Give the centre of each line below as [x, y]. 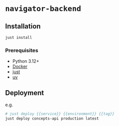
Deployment [25, 93]
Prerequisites [22, 50]
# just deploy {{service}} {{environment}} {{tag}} [60, 114]
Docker [20, 67]
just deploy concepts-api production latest [52, 119]
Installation [23, 26]
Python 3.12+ [26, 61]
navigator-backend [43, 9]
